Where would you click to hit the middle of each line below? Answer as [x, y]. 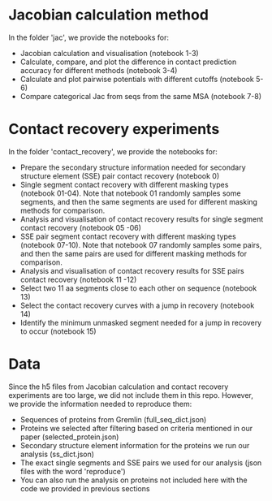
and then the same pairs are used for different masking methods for [134, 253]
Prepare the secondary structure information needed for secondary [133, 167]
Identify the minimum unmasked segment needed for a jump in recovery [141, 322]
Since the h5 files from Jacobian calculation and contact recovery [119, 387]
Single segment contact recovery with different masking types [124, 184]
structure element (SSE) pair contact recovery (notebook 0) [120, 175]
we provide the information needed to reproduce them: [100, 404]
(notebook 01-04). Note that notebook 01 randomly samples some [130, 193]
